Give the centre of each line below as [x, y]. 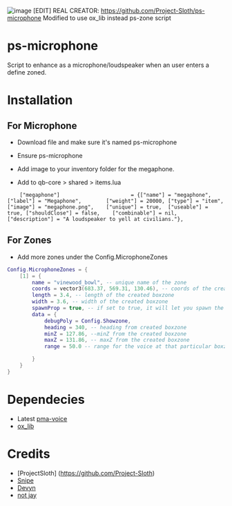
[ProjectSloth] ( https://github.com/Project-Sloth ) [86, 473]
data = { [45, 314]
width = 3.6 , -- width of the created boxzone [100, 302]
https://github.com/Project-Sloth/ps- [153, 11]
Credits [29, 454]
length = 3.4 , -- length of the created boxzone [103, 295]
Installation [40, 100]
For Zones [29, 241]
